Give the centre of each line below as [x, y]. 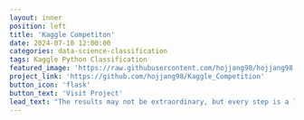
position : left [38, 26]
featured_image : [40, 69]
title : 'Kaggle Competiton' [62, 34]
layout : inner [36, 18]
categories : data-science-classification [89, 51]
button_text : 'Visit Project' [66, 93]
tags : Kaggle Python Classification [78, 60]
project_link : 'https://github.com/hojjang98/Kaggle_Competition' [137, 77]
